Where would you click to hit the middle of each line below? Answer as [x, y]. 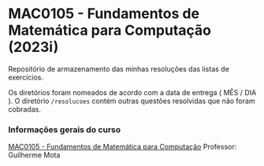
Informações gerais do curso [64, 129]
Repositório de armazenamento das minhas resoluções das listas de [119, 68]
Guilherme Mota [34, 155]
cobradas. [24, 109]
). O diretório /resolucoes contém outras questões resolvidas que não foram [132, 101]
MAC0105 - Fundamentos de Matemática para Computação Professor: [123, 147]
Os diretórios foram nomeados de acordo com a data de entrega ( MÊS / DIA [132, 92]
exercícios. [26, 77]
